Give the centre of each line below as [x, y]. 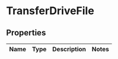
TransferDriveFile [50, 11]
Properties [26, 33]
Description [69, 49]
